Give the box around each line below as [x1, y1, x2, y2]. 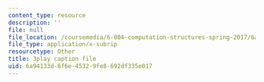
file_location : [8, 33, 58, 41]
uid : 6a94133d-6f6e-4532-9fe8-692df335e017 [8, 62, 153, 70]
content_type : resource [8, 11, 86, 20]
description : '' [8, 19, 61, 27]
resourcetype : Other [8, 48, 76, 55]
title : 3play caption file [8, 55, 97, 63]
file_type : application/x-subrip [8, 41, 118, 48]
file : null [8, 26, 44, 34]
